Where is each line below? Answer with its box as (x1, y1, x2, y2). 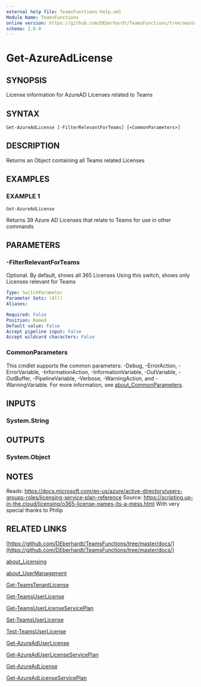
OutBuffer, (6, 375, 32, 382)
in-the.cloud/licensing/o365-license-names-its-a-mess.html (6, 500, 155, 507)
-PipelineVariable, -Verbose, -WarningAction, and (32, 375, 154, 382)
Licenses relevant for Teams (6, 278, 76, 285)
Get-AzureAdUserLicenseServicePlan (6, 651, 99, 658)
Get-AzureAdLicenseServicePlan (6, 674, 87, 682)
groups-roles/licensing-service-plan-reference (6, 494, 122, 501)
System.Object (6, 453, 51, 461)
